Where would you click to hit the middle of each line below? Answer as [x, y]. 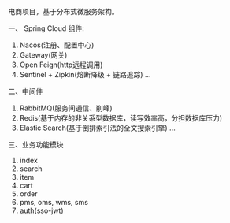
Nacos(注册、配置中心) [57, 45]
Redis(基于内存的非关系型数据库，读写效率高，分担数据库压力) [121, 118]
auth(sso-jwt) [42, 210]
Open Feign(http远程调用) [61, 65]
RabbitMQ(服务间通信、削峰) [66, 108]
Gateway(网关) [43, 55]
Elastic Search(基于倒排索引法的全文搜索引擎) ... [97, 128]
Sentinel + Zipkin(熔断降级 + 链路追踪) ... [85, 74]
